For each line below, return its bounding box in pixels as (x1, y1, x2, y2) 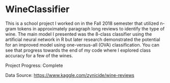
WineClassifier (5, 4, 70, 15)
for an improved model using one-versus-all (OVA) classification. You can (5, 41, 159, 48)
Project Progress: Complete (5, 62, 63, 68)
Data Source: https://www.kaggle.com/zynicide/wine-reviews (5, 72, 135, 78)
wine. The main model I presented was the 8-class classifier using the (5, 31, 152, 37)
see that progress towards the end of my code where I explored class (5, 47, 151, 53)
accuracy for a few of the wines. (5, 52, 73, 59)
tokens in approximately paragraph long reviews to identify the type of (17, 25, 165, 31)
